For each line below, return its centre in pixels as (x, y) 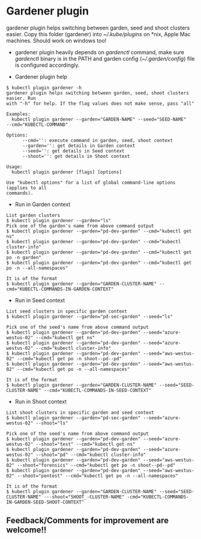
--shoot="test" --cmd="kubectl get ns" (85, 444)
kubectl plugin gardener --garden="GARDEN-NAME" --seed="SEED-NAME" (99, 119)
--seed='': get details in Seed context (73, 151)
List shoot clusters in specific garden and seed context (80, 413)
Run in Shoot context (41, 401)
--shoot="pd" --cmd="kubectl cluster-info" (91, 455)
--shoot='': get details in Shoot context (76, 156)
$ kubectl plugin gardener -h (44, 88)
